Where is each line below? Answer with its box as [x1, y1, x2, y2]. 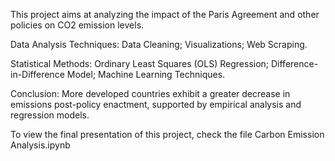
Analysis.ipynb [10, 139, 71, 151]
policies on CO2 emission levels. [10, 19, 145, 31]
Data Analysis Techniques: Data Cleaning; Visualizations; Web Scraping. [10, 39, 308, 50]
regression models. [10, 109, 90, 121]
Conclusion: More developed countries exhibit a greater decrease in [10, 88, 291, 99]
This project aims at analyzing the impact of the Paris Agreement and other [10, 9, 320, 20]
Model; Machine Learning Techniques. [66, 69, 226, 80]
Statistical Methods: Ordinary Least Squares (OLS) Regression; [10, 58, 270, 69]
